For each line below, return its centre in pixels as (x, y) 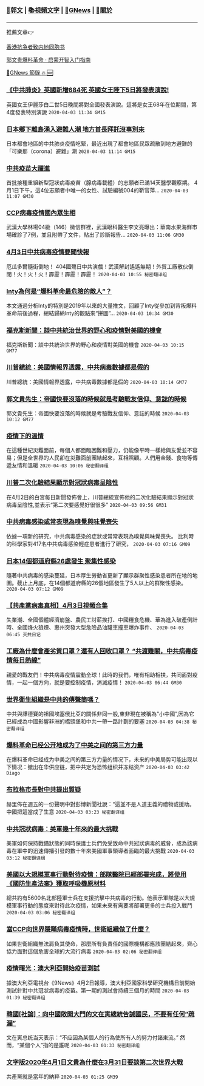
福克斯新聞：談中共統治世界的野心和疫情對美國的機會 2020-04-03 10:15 (95, 345)
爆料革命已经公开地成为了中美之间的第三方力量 (75, 745)
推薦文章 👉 (20, 32)
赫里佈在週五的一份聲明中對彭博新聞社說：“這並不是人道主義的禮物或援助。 (101, 804)
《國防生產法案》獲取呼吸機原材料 (56, 883)
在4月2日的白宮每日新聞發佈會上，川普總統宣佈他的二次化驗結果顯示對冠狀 (100, 497)
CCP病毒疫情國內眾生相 (41, 213)
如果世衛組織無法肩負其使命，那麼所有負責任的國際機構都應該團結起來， (97, 943)
